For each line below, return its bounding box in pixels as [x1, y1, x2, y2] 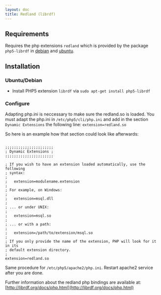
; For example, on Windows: [5, 188, 63, 193]
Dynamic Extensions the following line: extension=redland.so [5, 122, 126, 128]
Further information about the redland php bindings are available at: [5, 279, 141, 285]
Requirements [5, 30, 49, 38]
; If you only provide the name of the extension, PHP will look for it [5, 239, 157, 244]
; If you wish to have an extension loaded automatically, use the [5, 162, 146, 167]
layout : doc [5, 7, 29, 12]
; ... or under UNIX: [5, 205, 49, 210]
